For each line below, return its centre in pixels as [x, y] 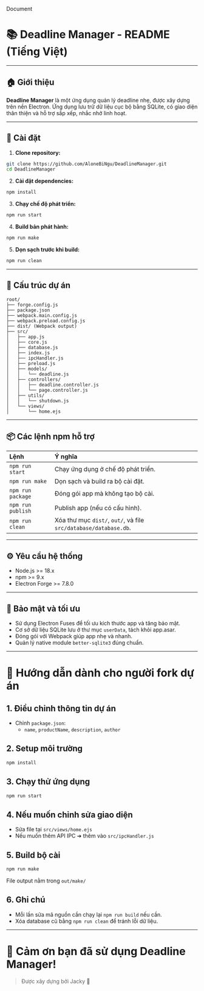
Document [19, 9]
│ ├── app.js [25, 337]
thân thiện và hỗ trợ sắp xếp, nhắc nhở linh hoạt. [67, 113]
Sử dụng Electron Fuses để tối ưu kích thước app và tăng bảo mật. [98, 623]
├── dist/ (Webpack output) [42, 326]
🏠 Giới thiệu [30, 83]
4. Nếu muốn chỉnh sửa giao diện [70, 815]
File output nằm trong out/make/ [46, 881]
